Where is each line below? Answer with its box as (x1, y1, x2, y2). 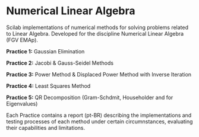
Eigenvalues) (6, 100, 38, 107)
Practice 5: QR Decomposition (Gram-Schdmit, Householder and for (6, 94, 173, 101)
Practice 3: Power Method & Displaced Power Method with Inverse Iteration (6, 71, 192, 78)
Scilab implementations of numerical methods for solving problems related (6, 24, 189, 31)
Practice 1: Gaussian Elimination (6, 47, 85, 55)
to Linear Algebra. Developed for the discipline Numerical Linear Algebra (6, 30, 184, 37)
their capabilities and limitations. (6, 124, 86, 131)
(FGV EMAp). (6, 36, 39, 43)
